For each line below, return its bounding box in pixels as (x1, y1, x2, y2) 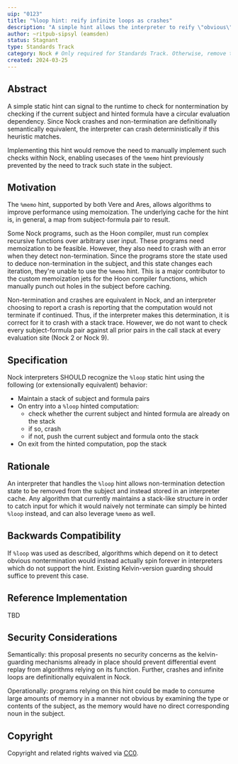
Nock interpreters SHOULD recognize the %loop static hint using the (7, 373, 205, 382)
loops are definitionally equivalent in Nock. (7, 673, 132, 682)
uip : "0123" (7, 10, 42, 18)
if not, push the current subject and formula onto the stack (28, 432, 199, 441)
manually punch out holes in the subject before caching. (7, 282, 171, 291)
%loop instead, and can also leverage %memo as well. (7, 510, 156, 517)
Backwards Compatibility (7, 530, 122, 542)
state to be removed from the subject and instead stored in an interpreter (7, 487, 220, 495)
